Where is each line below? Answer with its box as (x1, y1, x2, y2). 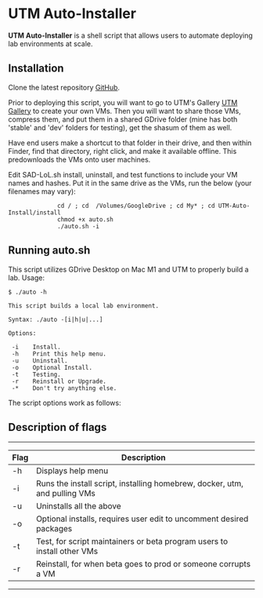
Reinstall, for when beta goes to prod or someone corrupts (36, 559, 251, 570)
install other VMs (36, 546, 99, 557)
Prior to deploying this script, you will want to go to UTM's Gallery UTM (8, 97, 238, 107)
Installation (8, 62, 64, 75)
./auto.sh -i (57, 222, 100, 230)
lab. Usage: (8, 272, 45, 283)
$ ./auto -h (8, 288, 47, 296)
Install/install (8, 209, 61, 217)
